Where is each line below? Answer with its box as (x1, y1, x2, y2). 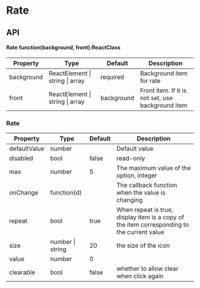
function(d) (50, 188, 82, 197)
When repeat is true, (116, 206, 174, 214)
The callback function (116, 181, 177, 190)
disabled (9, 154, 33, 163)
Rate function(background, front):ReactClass (6, 44, 121, 51)
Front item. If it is (139, 86, 187, 94)
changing (116, 196, 143, 205)
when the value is (116, 188, 165, 197)
